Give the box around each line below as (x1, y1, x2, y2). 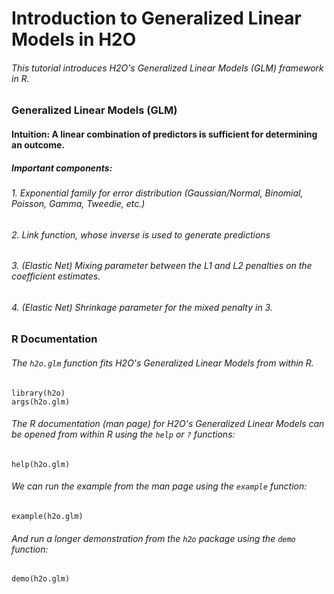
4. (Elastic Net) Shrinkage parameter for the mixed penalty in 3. (11, 301, 273, 313)
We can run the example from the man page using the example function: (11, 480, 308, 492)
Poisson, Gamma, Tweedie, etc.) (11, 197, 146, 209)
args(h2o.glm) (11, 397, 71, 407)
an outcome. (11, 138, 66, 151)
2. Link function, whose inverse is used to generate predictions (11, 228, 271, 241)
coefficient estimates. (11, 270, 101, 282)
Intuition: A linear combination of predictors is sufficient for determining (11, 128, 318, 140)
